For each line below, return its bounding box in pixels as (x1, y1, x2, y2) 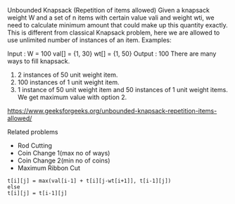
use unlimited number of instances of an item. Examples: (7, 36, 172, 44)
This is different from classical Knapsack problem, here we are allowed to (7, 28, 220, 37)
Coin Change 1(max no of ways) (17, 149, 110, 157)
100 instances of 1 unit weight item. (17, 78, 120, 87)
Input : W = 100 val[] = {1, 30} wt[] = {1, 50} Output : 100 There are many (7, 49, 217, 58)
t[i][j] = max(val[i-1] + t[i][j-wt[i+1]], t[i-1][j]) (7, 177, 172, 184)
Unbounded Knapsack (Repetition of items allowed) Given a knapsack (7, 6, 210, 14)
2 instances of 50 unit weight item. (17, 70, 118, 79)
